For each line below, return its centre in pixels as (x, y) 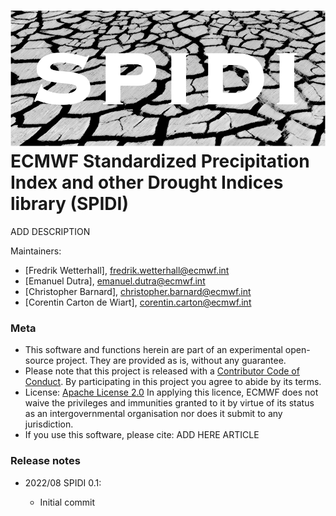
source (39, 361)
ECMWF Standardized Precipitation (160, 161)
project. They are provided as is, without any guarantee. (171, 361)
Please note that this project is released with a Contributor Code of (162, 371)
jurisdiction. (49, 424)
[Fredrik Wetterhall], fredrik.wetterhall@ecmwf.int (127, 271)
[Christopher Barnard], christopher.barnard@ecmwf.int (138, 292)
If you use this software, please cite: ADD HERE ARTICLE (142, 435)
